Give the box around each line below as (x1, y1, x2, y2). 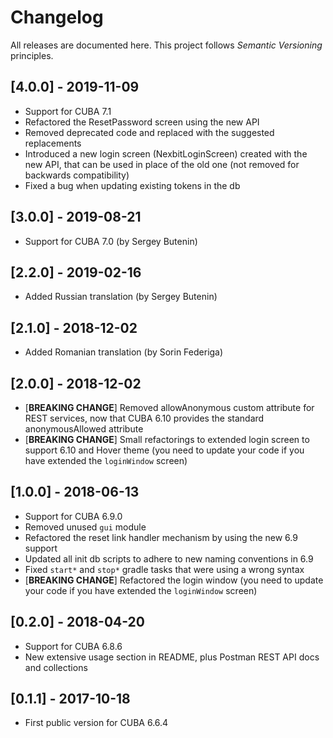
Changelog (10, 6, 104, 29)
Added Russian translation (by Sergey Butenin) (24, 291, 218, 303)
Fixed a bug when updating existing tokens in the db (24, 179, 241, 191)
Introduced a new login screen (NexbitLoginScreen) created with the (24, 147, 308, 160)
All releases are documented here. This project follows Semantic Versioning (10, 39, 323, 51)
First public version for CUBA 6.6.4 (24, 717, 169, 729)
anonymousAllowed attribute (24, 423, 144, 435)
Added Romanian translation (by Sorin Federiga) (24, 346, 224, 358)
